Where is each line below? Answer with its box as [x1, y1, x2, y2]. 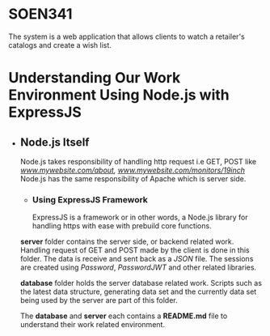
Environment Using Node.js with [8, 86, 230, 104]
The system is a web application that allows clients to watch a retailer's [8, 32, 245, 41]
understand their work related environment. [19, 320, 166, 330]
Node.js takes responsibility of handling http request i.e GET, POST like [19, 156, 257, 166]
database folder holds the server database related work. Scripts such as [19, 279, 263, 288]
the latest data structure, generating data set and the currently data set [19, 287, 257, 296]
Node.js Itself [19, 135, 90, 149]
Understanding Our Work [8, 69, 181, 87]
